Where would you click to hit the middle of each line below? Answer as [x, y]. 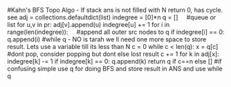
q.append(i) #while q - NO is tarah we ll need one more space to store [107, 39]
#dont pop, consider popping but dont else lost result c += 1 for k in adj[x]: [113, 54]
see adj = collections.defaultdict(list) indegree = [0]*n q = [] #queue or [112, 17]
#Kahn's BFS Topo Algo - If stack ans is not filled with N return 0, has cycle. [115, 10]
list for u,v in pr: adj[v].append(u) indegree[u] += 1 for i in [89, 25]
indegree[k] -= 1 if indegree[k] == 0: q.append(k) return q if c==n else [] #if [114, 61]
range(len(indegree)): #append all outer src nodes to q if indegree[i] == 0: [116, 32]
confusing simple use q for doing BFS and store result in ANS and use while [115, 69]
